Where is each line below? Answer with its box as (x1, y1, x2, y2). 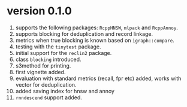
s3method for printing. (15, 62, 71, 69)
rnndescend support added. (15, 94, 83, 101)
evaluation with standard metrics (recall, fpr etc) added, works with (15, 75, 182, 82)
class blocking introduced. (15, 56, 82, 63)
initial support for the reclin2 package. (15, 49, 112, 56)
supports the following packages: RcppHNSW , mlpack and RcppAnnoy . (15, 24, 179, 31)
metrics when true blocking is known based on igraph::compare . (15, 36, 174, 44)
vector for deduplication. (15, 81, 77, 88)
